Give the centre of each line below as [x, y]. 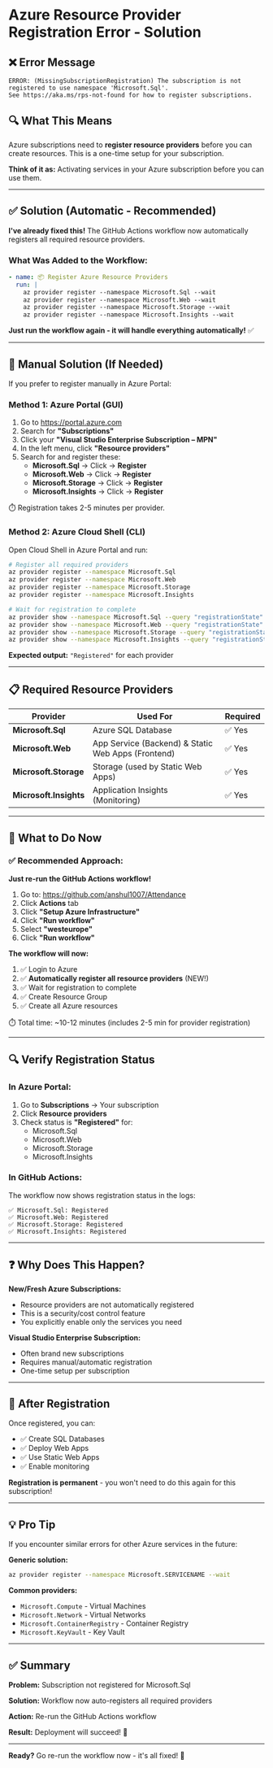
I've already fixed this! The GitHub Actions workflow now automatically [129, 230]
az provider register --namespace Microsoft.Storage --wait [127, 307]
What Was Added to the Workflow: [78, 260]
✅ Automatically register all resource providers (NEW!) [115, 978]
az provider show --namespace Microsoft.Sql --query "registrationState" [136, 617]
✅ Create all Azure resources [69, 1005]
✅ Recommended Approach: [66, 861]
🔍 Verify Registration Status [82, 1060]
